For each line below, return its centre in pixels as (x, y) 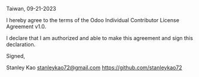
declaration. (21, 44)
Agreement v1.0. (26, 27)
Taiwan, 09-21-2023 (31, 9)
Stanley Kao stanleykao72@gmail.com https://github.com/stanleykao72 (94, 67)
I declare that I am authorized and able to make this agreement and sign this (99, 38)
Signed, (16, 56)
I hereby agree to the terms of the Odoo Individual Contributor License (93, 20)
